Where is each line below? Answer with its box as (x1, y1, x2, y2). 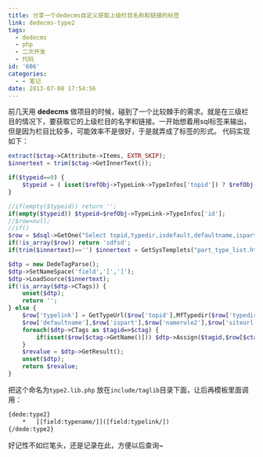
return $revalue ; (22, 363, 79, 371)
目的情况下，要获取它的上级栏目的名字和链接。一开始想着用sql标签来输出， (8, 117, 251, 126)
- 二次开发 (15, 48, 46, 56)
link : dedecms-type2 (8, 19, 76, 27)
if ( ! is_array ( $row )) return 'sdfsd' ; (8, 239, 131, 247)
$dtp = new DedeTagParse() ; (8, 260, 100, 268)
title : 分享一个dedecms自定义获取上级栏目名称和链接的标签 (8, 11, 180, 20)
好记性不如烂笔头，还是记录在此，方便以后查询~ (8, 441, 164, 450)
